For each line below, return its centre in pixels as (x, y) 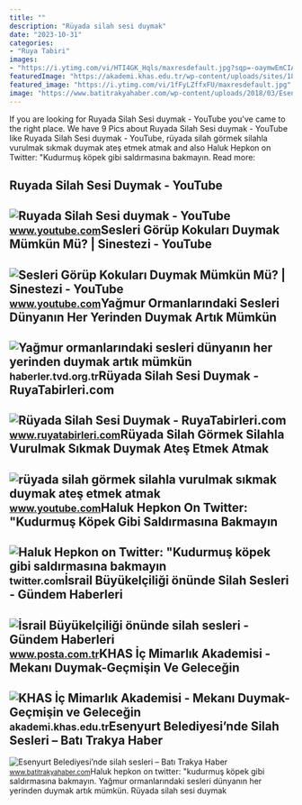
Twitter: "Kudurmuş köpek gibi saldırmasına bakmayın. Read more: (133, 157)
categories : (31, 43)
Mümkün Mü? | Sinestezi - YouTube (111, 244)
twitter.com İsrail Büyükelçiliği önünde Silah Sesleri (149, 581)
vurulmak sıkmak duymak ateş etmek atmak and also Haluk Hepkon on (140, 147)
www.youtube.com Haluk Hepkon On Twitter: (129, 507)
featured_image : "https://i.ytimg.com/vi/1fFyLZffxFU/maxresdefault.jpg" (151, 85)
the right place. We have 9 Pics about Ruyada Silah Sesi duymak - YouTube (149, 128)
